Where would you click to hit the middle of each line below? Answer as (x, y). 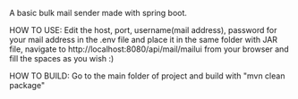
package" (27, 85)
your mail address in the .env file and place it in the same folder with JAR (144, 40)
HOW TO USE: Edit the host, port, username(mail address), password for (143, 30)
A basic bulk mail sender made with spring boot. (98, 13)
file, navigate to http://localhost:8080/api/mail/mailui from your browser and (149, 49)
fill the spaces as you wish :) (62, 58)
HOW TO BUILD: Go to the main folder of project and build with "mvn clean (147, 76)
